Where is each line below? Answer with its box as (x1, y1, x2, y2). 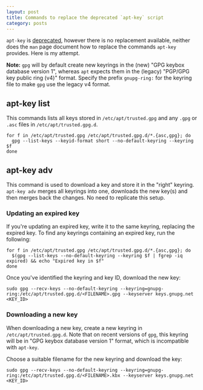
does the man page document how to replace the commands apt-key (6, 43, 177, 50)
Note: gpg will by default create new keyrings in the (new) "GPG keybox (6, 61, 185, 69)
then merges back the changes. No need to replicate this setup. (6, 194, 165, 201)
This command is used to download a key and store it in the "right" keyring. (6, 181, 195, 188)
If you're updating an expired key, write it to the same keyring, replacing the (6, 223, 195, 230)
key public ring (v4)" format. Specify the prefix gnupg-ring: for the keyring (6, 74, 192, 82)
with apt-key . (6, 343, 39, 351)
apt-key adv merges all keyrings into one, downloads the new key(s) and (6, 187, 188, 195)
